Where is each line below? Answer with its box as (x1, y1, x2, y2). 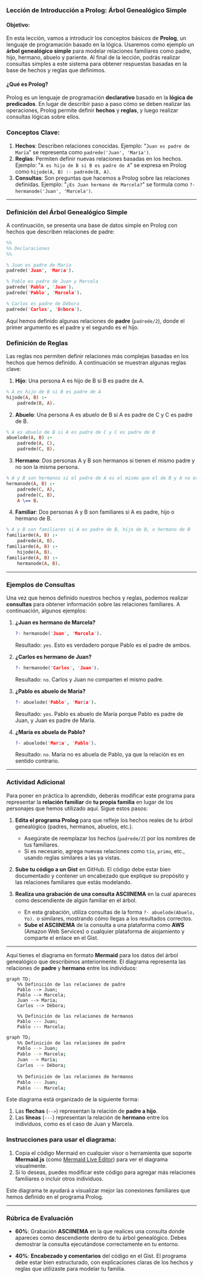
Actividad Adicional (6, 778, 65, 787)
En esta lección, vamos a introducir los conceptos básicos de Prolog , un (6, 34, 186, 42)
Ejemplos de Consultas (6, 580, 76, 589)
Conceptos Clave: (6, 128, 60, 137)
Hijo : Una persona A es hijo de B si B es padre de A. (14, 377, 144, 384)
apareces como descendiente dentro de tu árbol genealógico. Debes (14, 1234, 187, 1242)
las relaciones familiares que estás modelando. (14, 878, 132, 886)
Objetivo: (6, 21, 30, 28)
